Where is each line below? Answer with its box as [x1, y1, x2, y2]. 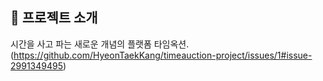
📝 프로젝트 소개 [10, 9, 98, 27]
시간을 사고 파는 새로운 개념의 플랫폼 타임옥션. [10, 38, 190, 50]
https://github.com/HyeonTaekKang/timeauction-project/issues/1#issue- [13, 49, 313, 61]
